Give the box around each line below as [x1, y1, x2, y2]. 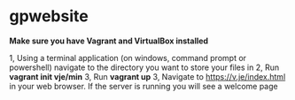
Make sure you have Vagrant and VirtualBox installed [9, 35, 209, 46]
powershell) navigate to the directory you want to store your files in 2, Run [9, 62, 280, 73]
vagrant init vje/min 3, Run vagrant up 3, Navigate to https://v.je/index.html [9, 71, 286, 81]
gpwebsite [9, 6, 89, 27]
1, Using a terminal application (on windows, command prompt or [9, 52, 246, 63]
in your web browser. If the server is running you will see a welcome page [9, 81, 278, 91]
